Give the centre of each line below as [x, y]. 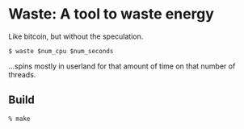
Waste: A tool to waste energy [111, 14]
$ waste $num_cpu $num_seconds [61, 51]
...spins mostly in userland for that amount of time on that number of [122, 66]
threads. [22, 74]
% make [19, 119]
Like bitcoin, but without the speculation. [76, 36]
